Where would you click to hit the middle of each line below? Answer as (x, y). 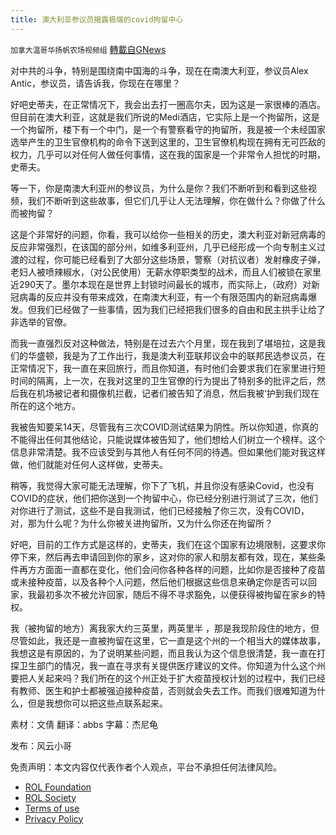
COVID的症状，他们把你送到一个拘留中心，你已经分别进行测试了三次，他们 (164, 498)
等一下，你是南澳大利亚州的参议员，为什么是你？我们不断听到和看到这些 (159, 188)
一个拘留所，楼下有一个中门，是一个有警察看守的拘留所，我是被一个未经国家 (168, 129)
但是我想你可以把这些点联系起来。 (97, 703)
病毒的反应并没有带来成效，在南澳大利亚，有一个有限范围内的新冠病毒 (163, 297)
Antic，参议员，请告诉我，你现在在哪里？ (95, 83)
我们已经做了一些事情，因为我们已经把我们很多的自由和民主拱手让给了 (181, 309)
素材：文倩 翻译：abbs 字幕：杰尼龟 (84, 724)
